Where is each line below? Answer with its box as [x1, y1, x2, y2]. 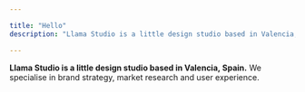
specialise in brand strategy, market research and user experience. [9, 71, 261, 82]
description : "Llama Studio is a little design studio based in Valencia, [9, 29, 299, 39]
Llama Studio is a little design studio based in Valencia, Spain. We [9, 62, 261, 73]
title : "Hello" [9, 21, 67, 30]
